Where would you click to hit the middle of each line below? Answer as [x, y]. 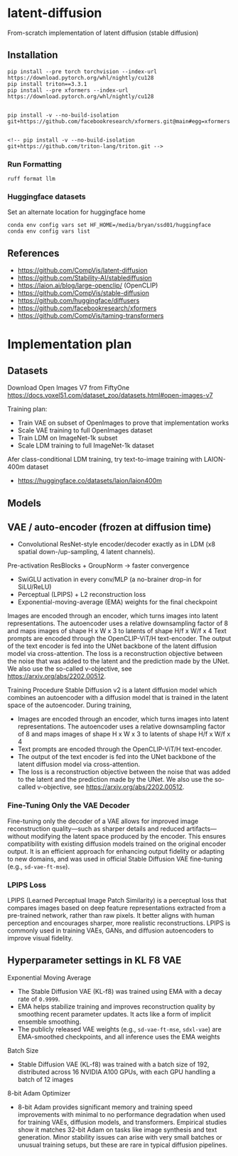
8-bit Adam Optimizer [39, 1093]
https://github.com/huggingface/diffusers [79, 301]
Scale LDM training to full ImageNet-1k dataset [86, 445]
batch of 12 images [45, 1079]
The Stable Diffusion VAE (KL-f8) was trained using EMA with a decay [120, 991]
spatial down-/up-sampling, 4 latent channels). [86, 552]
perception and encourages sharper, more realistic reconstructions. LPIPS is [119, 923]
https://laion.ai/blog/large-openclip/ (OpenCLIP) [88, 285]
